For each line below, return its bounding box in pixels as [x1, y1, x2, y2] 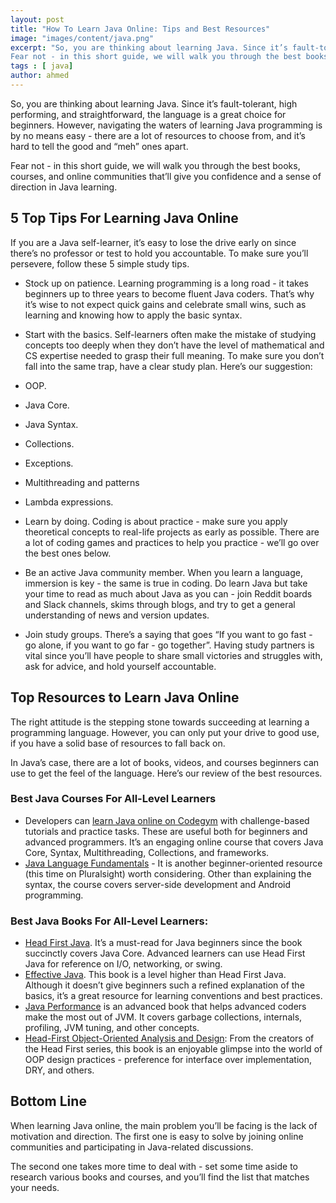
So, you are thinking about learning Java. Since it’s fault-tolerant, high [10, 97, 298, 110]
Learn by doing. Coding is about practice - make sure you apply [24, 515, 288, 527]
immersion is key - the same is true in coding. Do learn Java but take [24, 577, 308, 589]
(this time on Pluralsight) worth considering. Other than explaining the [24, 867, 312, 880]
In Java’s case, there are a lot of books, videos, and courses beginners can [10, 756, 320, 768]
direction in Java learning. [10, 181, 118, 193]
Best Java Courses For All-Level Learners [10, 792, 217, 806]
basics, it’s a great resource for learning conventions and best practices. [24, 990, 323, 1002]
